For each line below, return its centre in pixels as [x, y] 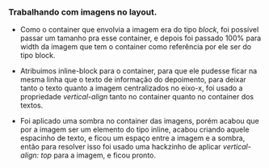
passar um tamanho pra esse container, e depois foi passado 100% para [141, 38]
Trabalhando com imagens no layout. [83, 12]
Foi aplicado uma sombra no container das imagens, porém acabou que [140, 121]
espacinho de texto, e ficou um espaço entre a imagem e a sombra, [132, 138]
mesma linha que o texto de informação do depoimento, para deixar [133, 80]
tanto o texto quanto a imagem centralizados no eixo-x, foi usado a [131, 88]
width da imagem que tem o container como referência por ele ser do [136, 47]
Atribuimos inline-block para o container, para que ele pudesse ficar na [139, 71]
